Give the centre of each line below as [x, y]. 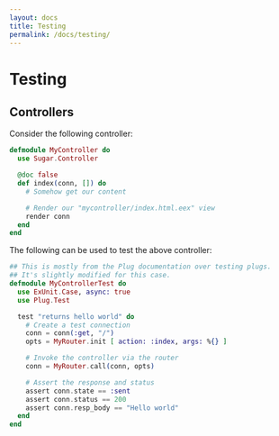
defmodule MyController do [60, 150]
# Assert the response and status [90, 382]
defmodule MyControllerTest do [68, 284]
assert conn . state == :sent [78, 391]
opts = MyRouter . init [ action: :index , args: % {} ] [126, 342]
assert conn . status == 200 [76, 399]
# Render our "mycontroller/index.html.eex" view [121, 208]
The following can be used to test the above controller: [111, 250]
